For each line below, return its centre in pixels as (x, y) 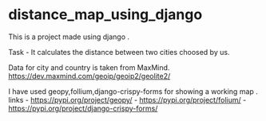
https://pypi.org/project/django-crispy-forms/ (83, 108)
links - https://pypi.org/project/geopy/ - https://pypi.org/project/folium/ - (127, 100)
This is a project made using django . (69, 37)
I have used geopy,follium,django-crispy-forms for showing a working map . (133, 91)
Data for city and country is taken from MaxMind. (89, 67)
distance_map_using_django (105, 15)
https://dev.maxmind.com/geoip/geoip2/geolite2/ (89, 76)
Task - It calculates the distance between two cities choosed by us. (119, 52)
